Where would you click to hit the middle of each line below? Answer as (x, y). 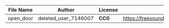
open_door (21, 18)
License (108, 10)
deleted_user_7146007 (66, 18)
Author (66, 10)
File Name (20, 10)
